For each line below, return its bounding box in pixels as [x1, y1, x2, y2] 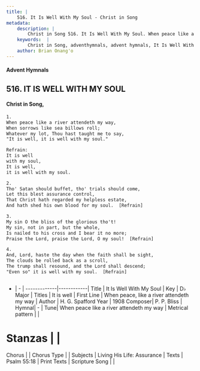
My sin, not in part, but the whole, [6, 225, 101, 231]
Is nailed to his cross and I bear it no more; [6, 230, 128, 236]
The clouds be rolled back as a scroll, [6, 258, 109, 264]
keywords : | [17, 37, 50, 43]
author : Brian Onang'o [17, 48, 74, 54]
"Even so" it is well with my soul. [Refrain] [6, 268, 128, 275]
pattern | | [14, 310, 40, 318]
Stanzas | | [6, 331, 61, 345]
